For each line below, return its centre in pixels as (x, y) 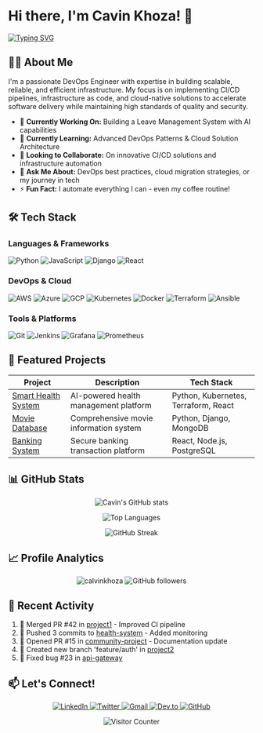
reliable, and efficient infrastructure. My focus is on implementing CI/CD (124, 89)
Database (30, 428)
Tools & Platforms (42, 319)
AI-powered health (105, 396)
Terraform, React (203, 405)
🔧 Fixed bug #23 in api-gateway (71, 658)
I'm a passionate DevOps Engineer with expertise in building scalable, (121, 81)
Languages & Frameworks (59, 244)
